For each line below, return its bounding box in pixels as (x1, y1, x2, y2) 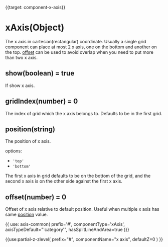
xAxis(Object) (5, 22, 64, 33)
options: (5, 148, 23, 154)
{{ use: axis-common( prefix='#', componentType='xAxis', (5, 221, 125, 227)
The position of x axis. (5, 138, 51, 144)
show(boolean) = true (5, 69, 75, 77)
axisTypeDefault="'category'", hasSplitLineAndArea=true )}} (5, 226, 129, 233)
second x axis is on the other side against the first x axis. (5, 178, 123, 184)
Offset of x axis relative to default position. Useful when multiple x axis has (5, 206, 159, 212)
